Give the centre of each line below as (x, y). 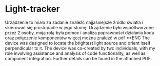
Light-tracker (32, 9)
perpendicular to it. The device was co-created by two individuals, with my (80, 48)
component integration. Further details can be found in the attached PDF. (79, 58)
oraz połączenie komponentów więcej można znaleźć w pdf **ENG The (78, 38)
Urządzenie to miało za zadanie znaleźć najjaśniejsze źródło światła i (74, 22)
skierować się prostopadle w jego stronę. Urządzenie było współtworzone (80, 27)
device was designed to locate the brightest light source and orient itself (78, 43)
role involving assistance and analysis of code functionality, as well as (75, 53)
